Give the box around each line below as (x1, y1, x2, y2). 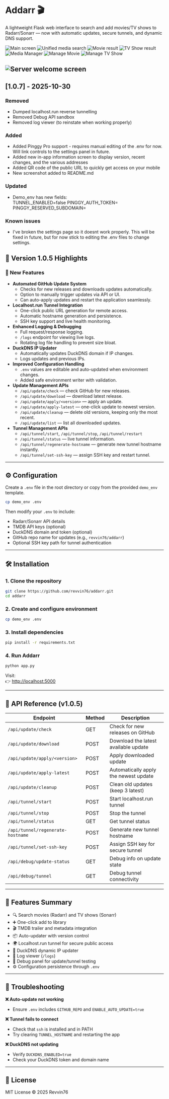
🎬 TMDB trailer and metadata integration (12, 925, 97, 931)
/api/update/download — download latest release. (20, 393, 123, 399)
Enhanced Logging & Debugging (12, 323, 81, 329)
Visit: (5, 673, 16, 679)
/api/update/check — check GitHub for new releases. (20, 388, 131, 394)
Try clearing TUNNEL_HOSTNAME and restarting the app (12, 1031, 120, 1038)
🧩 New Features (5, 269, 45, 276)
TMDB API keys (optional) (12, 524, 66, 530)
